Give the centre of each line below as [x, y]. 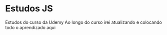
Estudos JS [29, 9]
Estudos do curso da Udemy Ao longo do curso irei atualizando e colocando [84, 22]
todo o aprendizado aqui [30, 27]
